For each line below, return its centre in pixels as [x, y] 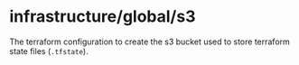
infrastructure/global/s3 [103, 17]
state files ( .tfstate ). [49, 51]
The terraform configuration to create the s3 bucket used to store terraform [150, 42]
